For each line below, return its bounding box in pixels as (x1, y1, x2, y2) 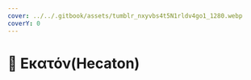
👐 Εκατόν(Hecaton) (7, 54, 140, 73)
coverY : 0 (7, 19, 41, 27)
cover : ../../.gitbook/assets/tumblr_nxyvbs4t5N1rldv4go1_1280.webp (7, 11, 243, 20)
